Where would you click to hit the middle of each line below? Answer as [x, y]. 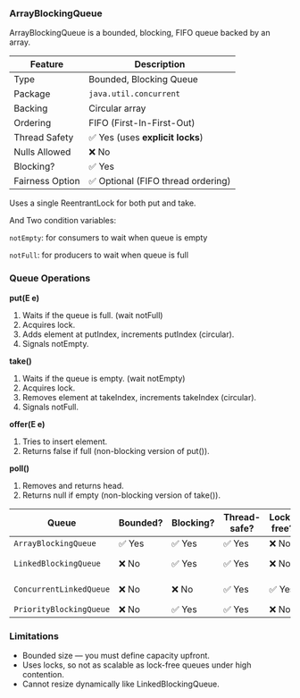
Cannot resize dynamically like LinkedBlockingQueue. [121, 684]
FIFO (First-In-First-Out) [142, 123]
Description [160, 64]
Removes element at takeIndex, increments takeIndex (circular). [139, 397]
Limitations [34, 635]
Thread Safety [44, 138]
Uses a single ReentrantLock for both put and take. [103, 203]
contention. [43, 674]
